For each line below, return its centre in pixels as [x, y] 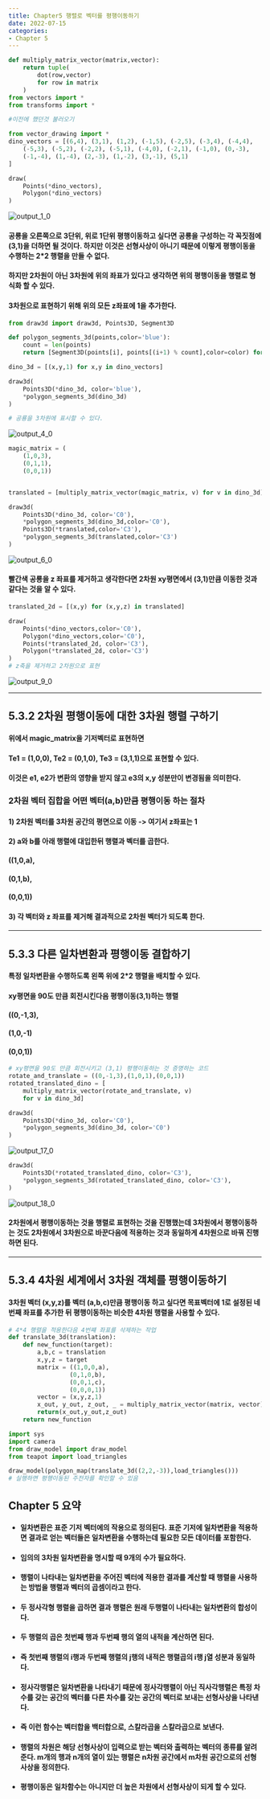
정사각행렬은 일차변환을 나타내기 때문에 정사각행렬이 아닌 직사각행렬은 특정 [136, 1687]
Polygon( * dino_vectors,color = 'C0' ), [84, 636]
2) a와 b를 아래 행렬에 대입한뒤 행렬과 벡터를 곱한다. [89, 842]
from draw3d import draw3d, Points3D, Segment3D [91, 323]
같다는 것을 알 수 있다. [42, 589]
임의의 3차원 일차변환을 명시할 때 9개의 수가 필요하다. [103, 1557]
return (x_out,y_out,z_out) [82, 1412]
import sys [27, 1434]
